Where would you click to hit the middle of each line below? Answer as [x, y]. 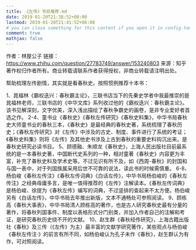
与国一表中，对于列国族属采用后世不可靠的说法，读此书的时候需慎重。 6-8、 [98, 168]
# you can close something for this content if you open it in [85, 28]
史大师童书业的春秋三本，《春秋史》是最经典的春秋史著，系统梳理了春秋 [92, 124]
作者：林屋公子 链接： [32, 56]
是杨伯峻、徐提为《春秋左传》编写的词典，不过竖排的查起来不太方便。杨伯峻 [98, 190]
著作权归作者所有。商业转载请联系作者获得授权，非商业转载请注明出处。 [93, 70]
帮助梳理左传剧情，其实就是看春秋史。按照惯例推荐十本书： [78, 83]
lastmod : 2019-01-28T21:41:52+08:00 [50, 22]
